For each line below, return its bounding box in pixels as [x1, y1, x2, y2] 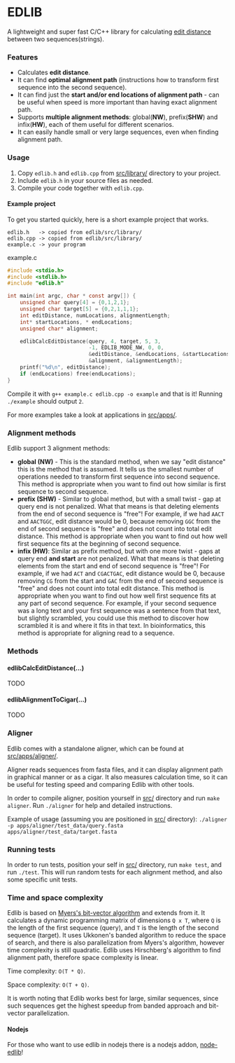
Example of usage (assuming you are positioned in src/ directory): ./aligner [7, 814, 227, 823]
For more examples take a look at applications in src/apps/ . [7, 411, 177, 419]
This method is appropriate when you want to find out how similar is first [17, 480, 226, 488]
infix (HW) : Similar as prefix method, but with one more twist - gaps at [17, 547, 220, 556]
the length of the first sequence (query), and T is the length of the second [7, 924, 219, 932]
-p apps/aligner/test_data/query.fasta [7, 822, 124, 829]
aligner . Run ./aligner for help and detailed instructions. [7, 801, 173, 809]
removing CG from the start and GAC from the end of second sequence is [17, 577, 224, 585]
